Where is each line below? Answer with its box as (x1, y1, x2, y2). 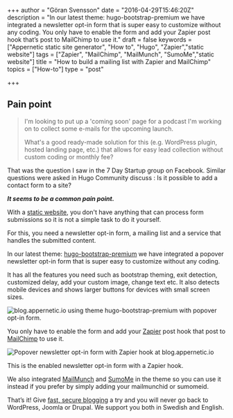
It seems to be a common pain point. (7, 194, 114, 202)
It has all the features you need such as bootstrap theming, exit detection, (7, 271, 218, 279)
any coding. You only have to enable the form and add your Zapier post (7, 28, 211, 36)
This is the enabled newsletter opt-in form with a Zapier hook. (7, 361, 184, 369)
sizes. (7, 292, 24, 301)
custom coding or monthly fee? (24, 152, 114, 161)
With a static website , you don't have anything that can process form (7, 208, 204, 216)
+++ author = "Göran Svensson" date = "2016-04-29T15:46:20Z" (7, 6, 194, 14)
